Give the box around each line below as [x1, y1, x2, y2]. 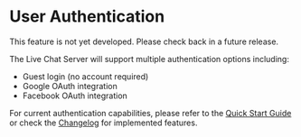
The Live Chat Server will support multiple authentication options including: [9, 53, 289, 64]
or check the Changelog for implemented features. [9, 117, 198, 128]
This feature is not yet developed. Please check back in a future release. [9, 36, 278, 47]
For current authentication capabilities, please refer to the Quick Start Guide [9, 107, 292, 118]
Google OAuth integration [22, 80, 118, 91]
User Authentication [9, 6, 165, 27]
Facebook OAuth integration [22, 90, 128, 101]
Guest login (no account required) [22, 70, 149, 82]
